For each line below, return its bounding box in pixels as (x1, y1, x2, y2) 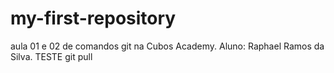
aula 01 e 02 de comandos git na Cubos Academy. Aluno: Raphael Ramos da (10, 40, 325, 52)
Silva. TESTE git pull (10, 50, 93, 62)
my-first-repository (10, 7, 177, 30)
